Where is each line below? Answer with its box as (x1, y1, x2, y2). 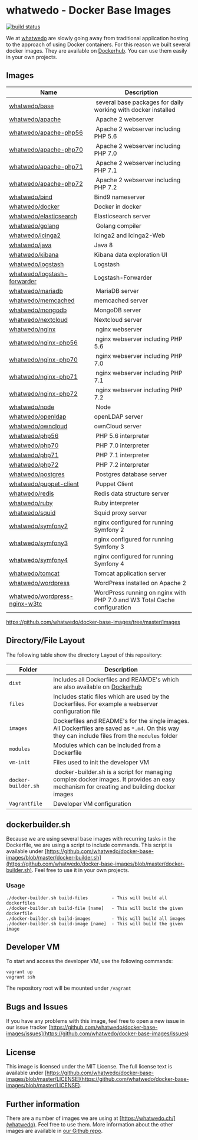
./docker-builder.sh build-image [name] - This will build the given (6, 921, 183, 926)
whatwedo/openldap (9, 412, 67, 421)
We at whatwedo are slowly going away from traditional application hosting (6, 34, 189, 41)
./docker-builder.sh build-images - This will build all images (6, 915, 186, 922)
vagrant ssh (6, 974, 35, 980)
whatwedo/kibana (9, 250, 59, 259)
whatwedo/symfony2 (9, 522, 68, 530)
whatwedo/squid (9, 508, 56, 516)
